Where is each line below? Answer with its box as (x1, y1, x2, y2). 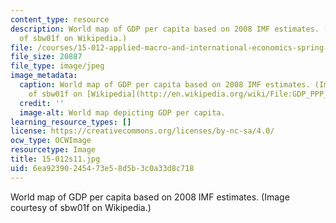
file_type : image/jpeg (10, 61, 105, 71)
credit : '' (19, 98, 65, 108)
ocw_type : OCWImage (10, 136, 92, 146)
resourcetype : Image (10, 145, 97, 155)
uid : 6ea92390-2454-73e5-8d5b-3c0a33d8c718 (10, 163, 195, 173)
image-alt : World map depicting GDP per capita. (19, 107, 226, 118)
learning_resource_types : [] (10, 117, 132, 127)
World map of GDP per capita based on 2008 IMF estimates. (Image (10, 191, 290, 203)
